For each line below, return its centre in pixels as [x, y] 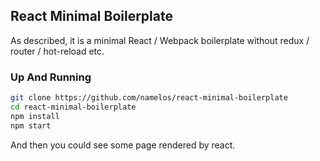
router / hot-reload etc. [57, 51]
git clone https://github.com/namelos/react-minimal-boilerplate [149, 98]
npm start [31, 125]
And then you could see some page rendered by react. [123, 145]
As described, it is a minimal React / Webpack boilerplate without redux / [160, 40]
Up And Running [51, 77]
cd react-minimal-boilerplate [73, 107]
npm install [35, 116]
